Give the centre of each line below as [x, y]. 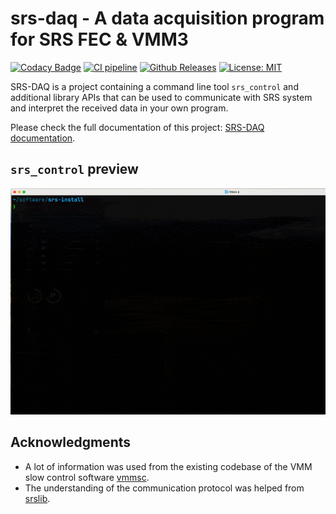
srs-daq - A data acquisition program [167, 18]
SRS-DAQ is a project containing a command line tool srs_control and [154, 86]
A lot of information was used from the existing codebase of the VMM [168, 466]
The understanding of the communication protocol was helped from [164, 488]
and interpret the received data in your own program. [119, 108]
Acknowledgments [71, 442]
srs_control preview [74, 169]
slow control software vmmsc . [87, 477]
